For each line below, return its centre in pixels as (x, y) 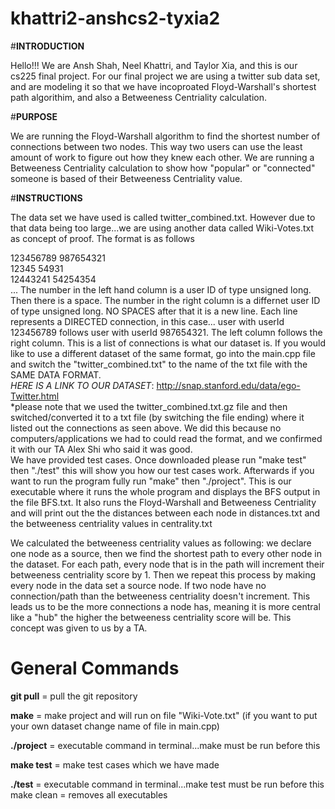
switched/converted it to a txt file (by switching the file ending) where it (157, 417)
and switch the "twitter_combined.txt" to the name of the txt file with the (159, 364)
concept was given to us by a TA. (79, 628)
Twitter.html (35, 396)
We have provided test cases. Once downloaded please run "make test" (158, 459)
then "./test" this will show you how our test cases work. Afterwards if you (162, 470)
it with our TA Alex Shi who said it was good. (101, 449)
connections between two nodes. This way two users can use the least (156, 146)
